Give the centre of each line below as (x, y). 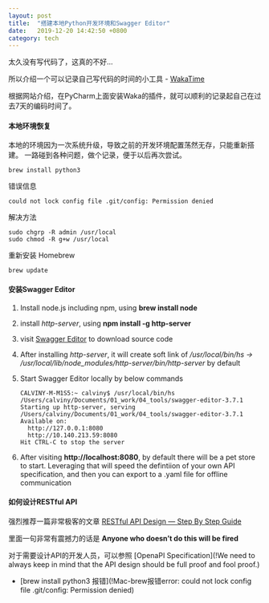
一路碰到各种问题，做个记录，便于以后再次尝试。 (105, 155)
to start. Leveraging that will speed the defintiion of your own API (127, 465)
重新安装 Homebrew (42, 255)
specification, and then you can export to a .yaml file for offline (124, 474)
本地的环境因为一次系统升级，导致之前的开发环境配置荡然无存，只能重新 (128, 145)
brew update (28, 271)
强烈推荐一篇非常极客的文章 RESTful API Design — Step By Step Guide (125, 521)
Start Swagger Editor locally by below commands (101, 378)
